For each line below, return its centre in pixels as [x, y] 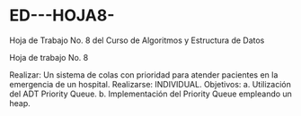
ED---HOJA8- [62, 16]
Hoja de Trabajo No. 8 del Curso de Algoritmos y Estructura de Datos [137, 40]
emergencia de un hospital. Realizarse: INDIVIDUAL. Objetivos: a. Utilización [150, 84]
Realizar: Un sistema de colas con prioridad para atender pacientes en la [144, 75]
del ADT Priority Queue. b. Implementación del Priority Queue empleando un [150, 94]
